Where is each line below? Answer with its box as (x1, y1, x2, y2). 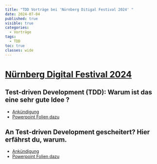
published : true (5, 16, 38, 21)
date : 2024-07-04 (5, 12, 40, 17)
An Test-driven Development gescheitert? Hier (5, 128, 150, 136)
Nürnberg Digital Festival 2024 (5, 69, 132, 80)
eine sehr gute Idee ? (5, 96, 70, 104)
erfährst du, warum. (5, 135, 67, 144)
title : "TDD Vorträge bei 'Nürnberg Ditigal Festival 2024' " (5, 7, 134, 12)
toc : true (5, 43, 25, 48)
